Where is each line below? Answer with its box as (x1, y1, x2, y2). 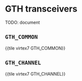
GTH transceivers (5, 3, 78, 15)
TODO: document (5, 19, 40, 25)
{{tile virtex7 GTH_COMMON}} (5, 45, 66, 51)
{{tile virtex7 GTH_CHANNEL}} (5, 71, 66, 77)
